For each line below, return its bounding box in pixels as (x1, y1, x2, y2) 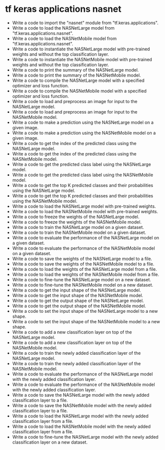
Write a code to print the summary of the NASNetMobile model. (12, 72, 141, 78)
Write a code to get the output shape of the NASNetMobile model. (12, 302, 146, 309)
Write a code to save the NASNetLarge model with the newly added (12, 392, 149, 398)
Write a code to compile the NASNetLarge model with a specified (12, 77, 145, 83)
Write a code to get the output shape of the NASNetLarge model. (12, 298, 144, 303)
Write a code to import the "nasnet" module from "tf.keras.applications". (12, 20, 159, 26)
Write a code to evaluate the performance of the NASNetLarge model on (12, 234, 159, 240)
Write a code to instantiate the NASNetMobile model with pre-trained (12, 56, 152, 62)
